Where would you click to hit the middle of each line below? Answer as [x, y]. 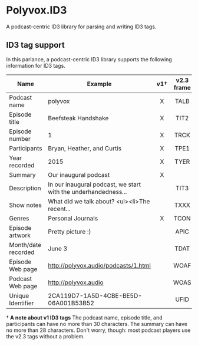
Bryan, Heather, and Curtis [85, 148]
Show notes [26, 205]
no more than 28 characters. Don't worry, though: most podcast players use [98, 330]
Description [25, 188]
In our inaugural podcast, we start [95, 184]
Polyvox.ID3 [37, 10]
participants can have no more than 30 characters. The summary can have [97, 324]
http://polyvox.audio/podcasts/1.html [100, 265]
